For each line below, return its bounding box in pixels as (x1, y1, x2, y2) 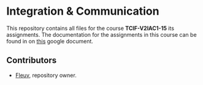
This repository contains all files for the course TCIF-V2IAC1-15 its (6, 24, 175, 32)
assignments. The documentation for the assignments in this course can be (6, 31, 197, 38)
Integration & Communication (6, 4, 159, 18)
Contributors (6, 55, 57, 65)
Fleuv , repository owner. (15, 72, 77, 79)
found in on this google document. (6, 37, 94, 45)
